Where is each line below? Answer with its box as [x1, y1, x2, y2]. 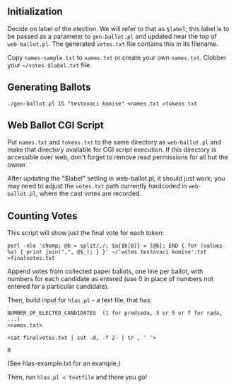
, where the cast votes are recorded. [35, 189, 142, 198]
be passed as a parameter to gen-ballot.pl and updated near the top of [7, 32, 217, 40]
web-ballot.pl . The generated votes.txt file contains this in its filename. [7, 39, 219, 48]
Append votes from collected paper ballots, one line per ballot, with [7, 267, 203, 275]
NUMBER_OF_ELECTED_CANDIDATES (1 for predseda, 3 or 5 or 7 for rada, [7, 309, 223, 317]
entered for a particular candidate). [7, 283, 110, 291]
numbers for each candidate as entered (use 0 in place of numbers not [7, 275, 214, 283]
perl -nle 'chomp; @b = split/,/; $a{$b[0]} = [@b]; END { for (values [7, 242, 223, 250]
